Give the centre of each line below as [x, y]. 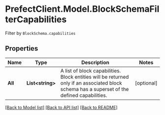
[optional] [146, 83]
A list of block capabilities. [91, 71]
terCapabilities [36, 19]
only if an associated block [91, 83]
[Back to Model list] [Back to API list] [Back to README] [61, 107]
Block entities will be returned [95, 77]
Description [95, 62]
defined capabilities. [84, 95]
